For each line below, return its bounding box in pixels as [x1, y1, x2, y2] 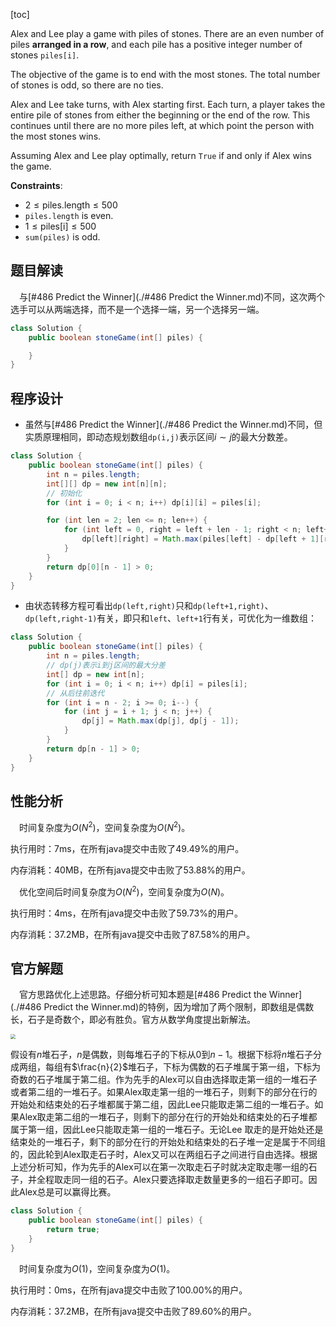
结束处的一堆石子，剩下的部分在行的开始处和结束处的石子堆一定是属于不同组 [10, 1136, 326, 1148]
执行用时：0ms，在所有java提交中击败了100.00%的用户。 [10, 1284, 248, 1296]
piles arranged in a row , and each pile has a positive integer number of [10, 39, 303, 50]
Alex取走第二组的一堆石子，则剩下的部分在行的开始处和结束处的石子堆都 [18, 1111, 318, 1123]
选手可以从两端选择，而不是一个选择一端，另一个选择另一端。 [10, 303, 265, 315]
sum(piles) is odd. [24, 231, 101, 243]
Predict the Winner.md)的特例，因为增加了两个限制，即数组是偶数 [43, 1001, 315, 1013]
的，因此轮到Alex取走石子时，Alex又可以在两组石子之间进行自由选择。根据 [10, 1149, 318, 1161]
